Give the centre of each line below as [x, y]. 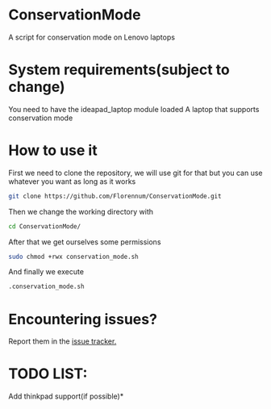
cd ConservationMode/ [45, 226]
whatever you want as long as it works [72, 181]
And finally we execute [46, 272]
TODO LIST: [48, 374]
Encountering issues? [83, 319]
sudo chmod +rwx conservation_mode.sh [73, 257]
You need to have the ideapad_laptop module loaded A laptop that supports [134, 109]
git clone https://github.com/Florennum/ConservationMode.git [115, 196]
